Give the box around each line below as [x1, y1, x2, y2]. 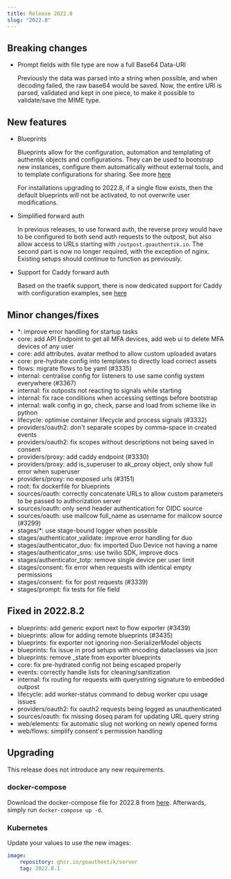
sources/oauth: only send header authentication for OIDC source [17, 504, 203, 512]
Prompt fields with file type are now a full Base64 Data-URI [17, 60, 186, 69]
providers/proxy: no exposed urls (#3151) [17, 474, 135, 482]
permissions [17, 570, 53, 579]
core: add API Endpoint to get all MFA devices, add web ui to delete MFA [17, 334, 224, 343]
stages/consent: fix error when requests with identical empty [17, 563, 192, 571]
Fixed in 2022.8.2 [7, 605, 85, 617]
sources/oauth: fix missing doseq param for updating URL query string [17, 712, 220, 720]
